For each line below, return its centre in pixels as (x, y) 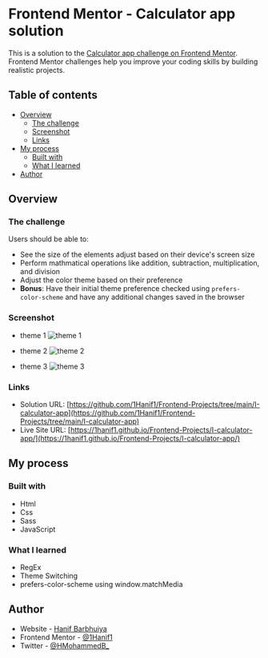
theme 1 (33, 335)
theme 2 (34, 351)
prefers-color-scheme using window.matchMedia (101, 584)
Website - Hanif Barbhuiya (64, 628)
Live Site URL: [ (45, 430)
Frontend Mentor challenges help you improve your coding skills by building (133, 62)
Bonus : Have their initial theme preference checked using (115, 289)
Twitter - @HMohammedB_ (64, 645)
